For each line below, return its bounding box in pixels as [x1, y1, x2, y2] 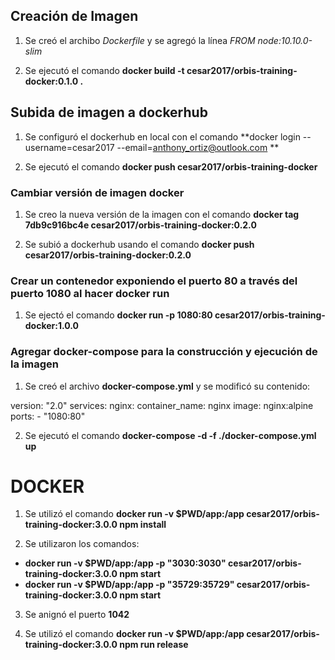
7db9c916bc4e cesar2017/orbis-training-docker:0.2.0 [24, 219, 257, 231]
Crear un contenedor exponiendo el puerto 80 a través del [10, 274, 298, 288]
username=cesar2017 [24, 141, 115, 153]
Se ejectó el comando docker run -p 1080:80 [24, 309, 213, 321]
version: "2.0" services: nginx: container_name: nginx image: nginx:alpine [10, 399, 314, 411]
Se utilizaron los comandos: [24, 538, 140, 550]
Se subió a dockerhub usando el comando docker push [24, 238, 255, 250]
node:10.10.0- [257, 34, 313, 46]
